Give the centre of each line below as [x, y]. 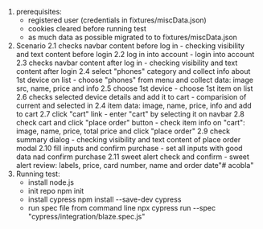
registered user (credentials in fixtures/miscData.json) [117, 20]
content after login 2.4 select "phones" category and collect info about [133, 71]
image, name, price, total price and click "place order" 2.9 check [123, 131]
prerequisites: [39, 12]
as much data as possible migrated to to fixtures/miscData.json [132, 37]
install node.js [51, 182]
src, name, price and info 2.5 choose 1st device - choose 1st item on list [134, 88]
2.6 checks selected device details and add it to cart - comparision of [131, 97]
